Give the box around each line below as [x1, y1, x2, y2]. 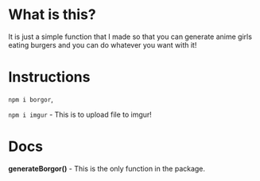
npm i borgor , [8, 94, 53, 104]
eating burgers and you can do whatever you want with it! [8, 40, 197, 49]
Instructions [8, 68, 91, 87]
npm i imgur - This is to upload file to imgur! [8, 110, 153, 119]
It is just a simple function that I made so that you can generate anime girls [8, 32, 253, 41]
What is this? [8, 6, 97, 24]
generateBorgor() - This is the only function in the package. [8, 164, 205, 173]
